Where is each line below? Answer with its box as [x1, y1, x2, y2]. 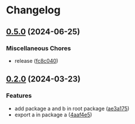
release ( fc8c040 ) [14, 57, 58, 64]
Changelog [6, 3, 61, 17]
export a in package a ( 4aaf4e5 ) [14, 111, 92, 118]
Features [6, 91, 32, 100]
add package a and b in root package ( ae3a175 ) [14, 105, 130, 112]
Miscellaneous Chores [6, 44, 71, 52]
